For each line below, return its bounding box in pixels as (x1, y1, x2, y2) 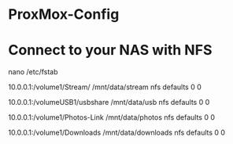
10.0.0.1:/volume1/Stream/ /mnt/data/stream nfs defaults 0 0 (8, 82, 202, 92)
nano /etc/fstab (8, 67, 58, 77)
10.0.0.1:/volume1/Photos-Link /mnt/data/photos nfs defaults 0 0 (8, 113, 215, 122)
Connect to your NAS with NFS (8, 41, 213, 59)
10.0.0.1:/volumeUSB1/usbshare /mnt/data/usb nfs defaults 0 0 (8, 98, 210, 107)
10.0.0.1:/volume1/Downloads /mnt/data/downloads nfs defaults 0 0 (8, 128, 226, 138)
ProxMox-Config (8, 5, 120, 23)
